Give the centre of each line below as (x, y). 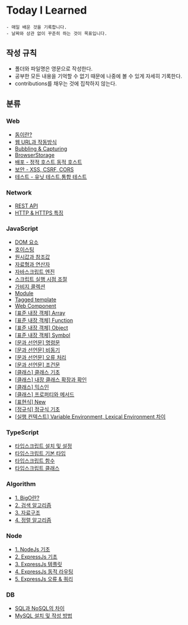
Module (24, 294)
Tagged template (35, 299)
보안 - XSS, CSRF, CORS (44, 170)
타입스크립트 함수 (35, 461)
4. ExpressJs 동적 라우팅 (44, 571)
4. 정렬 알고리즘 (33, 520)
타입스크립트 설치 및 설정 (43, 446)
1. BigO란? (27, 498)
